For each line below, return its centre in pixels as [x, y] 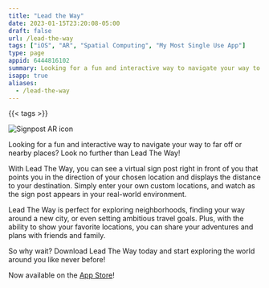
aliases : [23, 83]
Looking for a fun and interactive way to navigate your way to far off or [125, 145]
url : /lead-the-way [41, 38]
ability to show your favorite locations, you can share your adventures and [131, 227]
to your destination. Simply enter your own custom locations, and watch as [132, 186]
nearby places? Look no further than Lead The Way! [94, 153]
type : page [26, 53]
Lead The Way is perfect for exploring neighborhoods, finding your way [126, 210]
